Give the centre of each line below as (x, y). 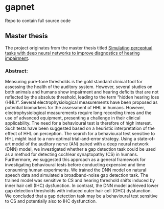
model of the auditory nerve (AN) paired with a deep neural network (80, 144)
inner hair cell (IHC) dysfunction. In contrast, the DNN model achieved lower (82, 186)
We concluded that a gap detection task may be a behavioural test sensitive (82, 196)
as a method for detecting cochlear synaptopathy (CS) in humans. (72, 154)
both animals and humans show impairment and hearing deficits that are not (82, 92)
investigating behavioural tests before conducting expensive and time (75, 165)
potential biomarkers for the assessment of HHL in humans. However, (75, 108)
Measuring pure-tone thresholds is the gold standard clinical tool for (74, 82)
